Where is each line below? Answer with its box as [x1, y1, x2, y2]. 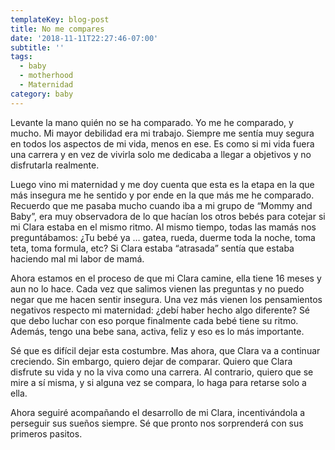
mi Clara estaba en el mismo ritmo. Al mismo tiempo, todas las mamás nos [10, 221, 317, 233]
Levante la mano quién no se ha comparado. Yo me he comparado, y [10, 116, 294, 128]
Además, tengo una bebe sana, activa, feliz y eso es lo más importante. [10, 325, 305, 337]
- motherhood [19, 71, 74, 81]
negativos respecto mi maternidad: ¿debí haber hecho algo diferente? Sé [10, 304, 311, 316]
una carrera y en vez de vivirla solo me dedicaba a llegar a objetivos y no [10, 148, 312, 160]
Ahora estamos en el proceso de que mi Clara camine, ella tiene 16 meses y [10, 272, 322, 284]
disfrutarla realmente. [10, 159, 100, 171]
